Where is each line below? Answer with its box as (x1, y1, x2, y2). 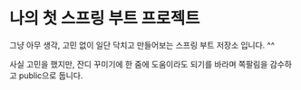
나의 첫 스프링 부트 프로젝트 (9, 8, 200, 29)
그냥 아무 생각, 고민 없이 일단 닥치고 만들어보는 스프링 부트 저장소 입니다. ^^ (9, 40, 275, 50)
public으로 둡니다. (18, 69, 83, 81)
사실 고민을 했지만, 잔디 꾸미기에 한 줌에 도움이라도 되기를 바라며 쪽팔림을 (9, 58, 268, 69)
